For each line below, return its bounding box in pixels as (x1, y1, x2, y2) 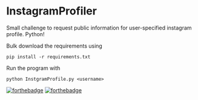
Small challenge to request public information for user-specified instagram (6, 24, 192, 31)
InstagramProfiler (6, 4, 97, 18)
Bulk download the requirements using (6, 42, 103, 49)
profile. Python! (6, 30, 45, 37)
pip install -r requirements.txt (6, 54, 91, 60)
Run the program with (6, 64, 61, 72)
